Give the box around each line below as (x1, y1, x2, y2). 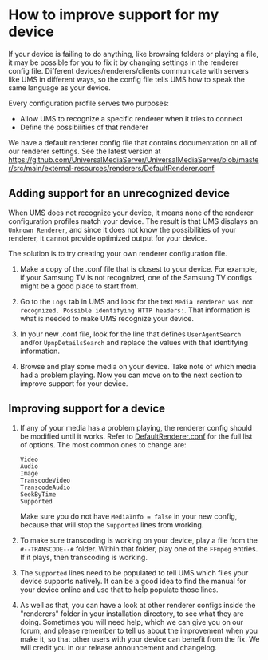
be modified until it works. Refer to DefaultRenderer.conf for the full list (19, 431, 253, 441)
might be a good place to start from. (19, 281, 139, 291)
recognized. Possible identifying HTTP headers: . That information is (19, 305, 250, 315)
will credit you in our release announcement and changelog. (19, 642, 217, 652)
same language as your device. (8, 82, 112, 93)
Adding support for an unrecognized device (8, 186, 230, 201)
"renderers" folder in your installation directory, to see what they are (19, 609, 245, 618)
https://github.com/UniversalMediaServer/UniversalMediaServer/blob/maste (8, 154, 259, 165)
